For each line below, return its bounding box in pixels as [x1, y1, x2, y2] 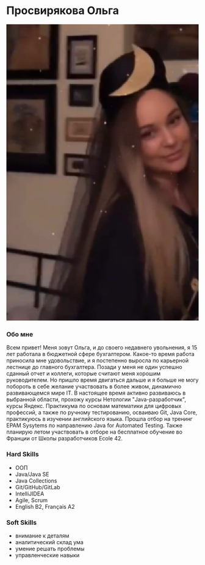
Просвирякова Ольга [6, 4, 120, 18]
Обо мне [6, 330, 34, 339]
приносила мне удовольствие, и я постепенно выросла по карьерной [6, 357, 189, 364]
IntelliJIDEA [15, 490, 45, 497]
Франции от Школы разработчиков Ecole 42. [6, 435, 123, 442]
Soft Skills [6, 518, 37, 527]
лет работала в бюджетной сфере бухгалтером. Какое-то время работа [6, 351, 195, 358]
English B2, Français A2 [15, 503, 75, 510]
